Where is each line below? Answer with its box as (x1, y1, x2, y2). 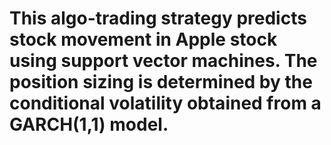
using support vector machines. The (9, 50, 318, 72)
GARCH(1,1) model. (9, 113, 169, 136)
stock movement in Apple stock (9, 28, 278, 51)
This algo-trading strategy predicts (9, 7, 307, 30)
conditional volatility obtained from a (9, 92, 322, 115)
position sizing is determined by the (9, 71, 313, 94)
